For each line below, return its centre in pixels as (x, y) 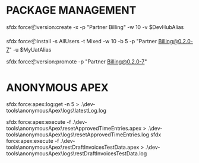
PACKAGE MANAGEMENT (71, 10)
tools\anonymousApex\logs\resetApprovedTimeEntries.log (78, 135)
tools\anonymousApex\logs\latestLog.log (56, 110)
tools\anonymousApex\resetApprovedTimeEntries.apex (74, 128)
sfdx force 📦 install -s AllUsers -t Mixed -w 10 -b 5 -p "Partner (82, 41)
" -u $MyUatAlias (30, 49)
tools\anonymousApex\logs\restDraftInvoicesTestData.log (77, 153)
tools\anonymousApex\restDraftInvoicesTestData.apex (73, 147)
